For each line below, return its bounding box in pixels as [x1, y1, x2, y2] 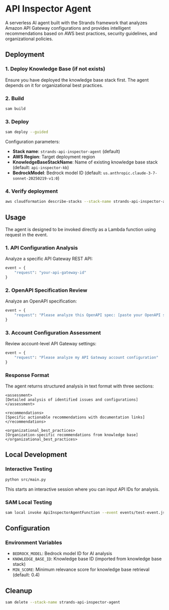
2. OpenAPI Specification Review [5, 286, 88, 293]
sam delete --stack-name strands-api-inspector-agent [5, 600, 121, 605]
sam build [5, 106, 26, 111]
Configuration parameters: [5, 138, 60, 144]
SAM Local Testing [5, 499, 52, 506]
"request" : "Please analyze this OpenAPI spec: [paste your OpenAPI [14, 313, 161, 318]
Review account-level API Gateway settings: [5, 341, 97, 347]
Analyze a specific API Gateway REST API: [5, 256, 93, 262]
